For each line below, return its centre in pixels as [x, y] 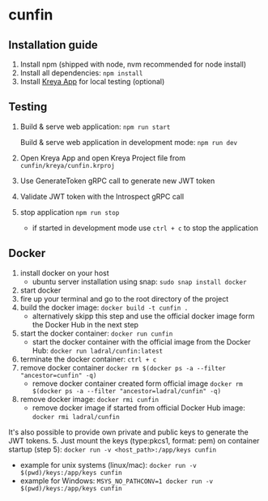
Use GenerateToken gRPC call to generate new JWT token [117, 181]
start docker [40, 290]
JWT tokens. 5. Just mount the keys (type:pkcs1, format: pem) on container [134, 440]
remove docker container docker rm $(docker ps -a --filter [123, 367]
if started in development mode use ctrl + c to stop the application [145, 228]
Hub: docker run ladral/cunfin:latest [98, 350]
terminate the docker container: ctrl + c [88, 359]
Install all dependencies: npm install [81, 73]
